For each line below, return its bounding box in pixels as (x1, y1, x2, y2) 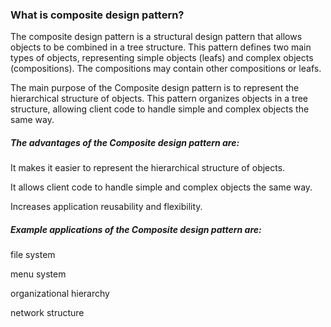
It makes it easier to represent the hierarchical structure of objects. (10, 162, 286, 174)
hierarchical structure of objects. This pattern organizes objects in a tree (10, 93, 309, 105)
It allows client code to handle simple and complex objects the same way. (10, 181, 313, 193)
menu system (10, 268, 67, 280)
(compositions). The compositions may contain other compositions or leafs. (10, 63, 322, 75)
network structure (10, 307, 85, 319)
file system (10, 249, 56, 261)
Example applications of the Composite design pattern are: (10, 223, 262, 235)
